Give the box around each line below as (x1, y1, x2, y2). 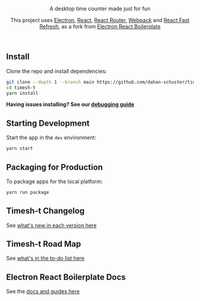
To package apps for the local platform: (6, 178, 103, 185)
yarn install (6, 90, 39, 96)
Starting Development (6, 118, 90, 128)
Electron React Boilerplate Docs (6, 272, 126, 282)
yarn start (6, 145, 33, 151)
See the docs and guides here (6, 288, 80, 295)
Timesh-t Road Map (6, 239, 82, 249)
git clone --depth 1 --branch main (6, 79, 95, 85)
